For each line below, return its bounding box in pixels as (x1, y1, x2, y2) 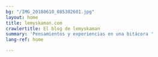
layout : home (5, 14, 38, 20)
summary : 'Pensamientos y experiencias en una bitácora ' (5, 31, 154, 37)
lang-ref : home (5, 37, 44, 43)
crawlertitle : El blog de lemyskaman (5, 25, 100, 32)
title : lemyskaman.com (5, 20, 62, 26)
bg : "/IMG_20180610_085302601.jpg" (5, 8, 95, 15)
